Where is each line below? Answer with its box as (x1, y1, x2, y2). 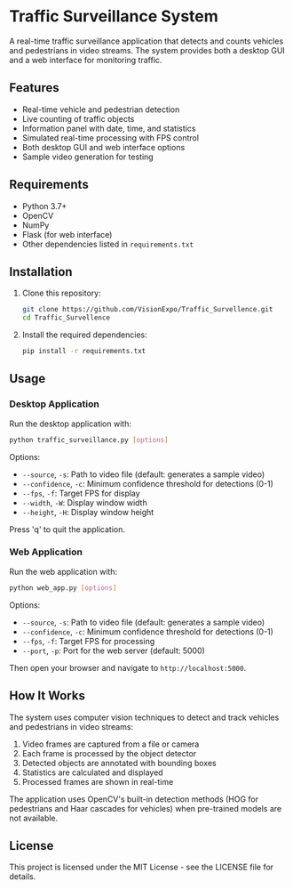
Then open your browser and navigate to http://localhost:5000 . (9, 662, 247, 673)
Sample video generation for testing (21, 151, 154, 162)
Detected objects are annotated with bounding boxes (21, 757, 217, 768)
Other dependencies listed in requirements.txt (21, 238, 194, 249)
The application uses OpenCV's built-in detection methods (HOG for (9, 794, 259, 804)
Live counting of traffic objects (21, 113, 135, 124)
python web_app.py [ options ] (9, 583, 117, 593)
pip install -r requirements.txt (21, 347, 146, 356)
